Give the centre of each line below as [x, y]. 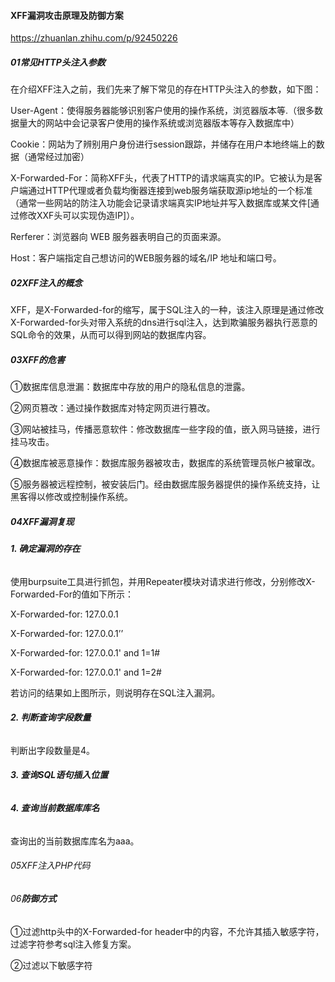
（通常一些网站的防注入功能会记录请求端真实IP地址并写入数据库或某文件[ [160, 203]
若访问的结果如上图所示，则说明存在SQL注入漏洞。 [115, 692]
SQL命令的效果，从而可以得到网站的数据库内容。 [111, 335]
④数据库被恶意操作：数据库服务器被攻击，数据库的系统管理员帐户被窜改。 [165, 463]
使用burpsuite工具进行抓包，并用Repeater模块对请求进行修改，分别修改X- [163, 581]
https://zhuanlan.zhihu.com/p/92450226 [94, 38]
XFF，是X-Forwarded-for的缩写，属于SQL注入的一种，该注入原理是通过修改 [167, 310]
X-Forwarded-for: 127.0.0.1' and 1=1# [85, 652]
